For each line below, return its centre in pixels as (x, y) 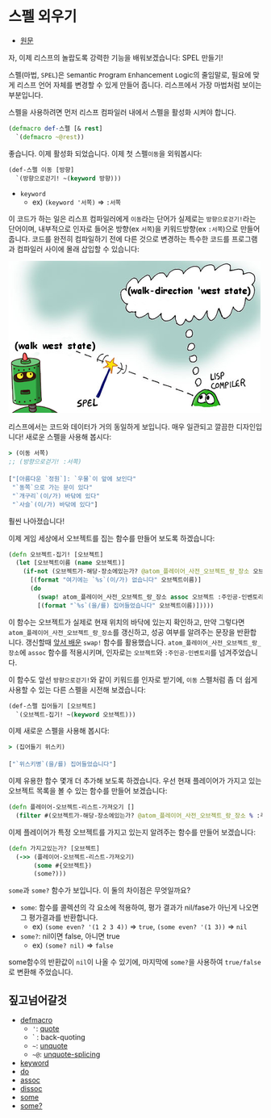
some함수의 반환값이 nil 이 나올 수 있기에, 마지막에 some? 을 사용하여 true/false (135, 962)
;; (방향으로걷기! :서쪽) (45, 462)
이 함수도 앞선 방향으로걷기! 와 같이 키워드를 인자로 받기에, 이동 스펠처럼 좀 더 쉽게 (133, 679)
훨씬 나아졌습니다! (37, 521)
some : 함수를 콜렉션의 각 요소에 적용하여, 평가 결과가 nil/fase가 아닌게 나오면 (140, 908)
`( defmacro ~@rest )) (50, 137)
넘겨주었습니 (238, 652)
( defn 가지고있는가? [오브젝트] (54, 848)
